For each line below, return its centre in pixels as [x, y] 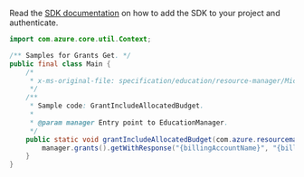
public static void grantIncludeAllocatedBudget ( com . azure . [141, 139]
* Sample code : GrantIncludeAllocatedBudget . [117, 106]
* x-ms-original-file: [72, 80]
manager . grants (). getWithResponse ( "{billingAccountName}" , [156, 148]
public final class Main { [60, 64]
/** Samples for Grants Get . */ [70, 55]
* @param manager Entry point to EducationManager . [129, 122]
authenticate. [34, 23]
